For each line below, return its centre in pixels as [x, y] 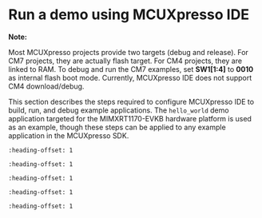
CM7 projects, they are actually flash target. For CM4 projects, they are [125, 61]
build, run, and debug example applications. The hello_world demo [119, 110]
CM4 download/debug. [46, 86]
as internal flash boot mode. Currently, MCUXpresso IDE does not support [130, 77]
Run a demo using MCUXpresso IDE [129, 15]
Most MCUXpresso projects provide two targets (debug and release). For [129, 52]
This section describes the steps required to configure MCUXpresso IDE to [131, 101]
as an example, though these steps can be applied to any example [117, 127]
